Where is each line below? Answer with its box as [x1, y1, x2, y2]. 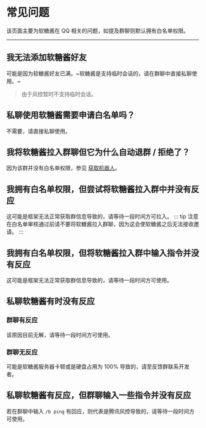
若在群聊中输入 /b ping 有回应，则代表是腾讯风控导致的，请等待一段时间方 [6, 407, 194, 415]
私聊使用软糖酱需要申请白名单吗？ [6, 110, 135, 120]
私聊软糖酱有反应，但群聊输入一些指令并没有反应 [6, 390, 191, 400]
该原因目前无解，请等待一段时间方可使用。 [6, 331, 114, 338]
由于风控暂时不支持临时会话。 [21, 90, 97, 98]
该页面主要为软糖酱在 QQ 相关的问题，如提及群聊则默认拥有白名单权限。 [6, 27, 189, 34]
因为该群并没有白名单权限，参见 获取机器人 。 [6, 164, 120, 172]
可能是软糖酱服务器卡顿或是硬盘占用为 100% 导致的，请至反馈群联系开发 [6, 363, 189, 370]
